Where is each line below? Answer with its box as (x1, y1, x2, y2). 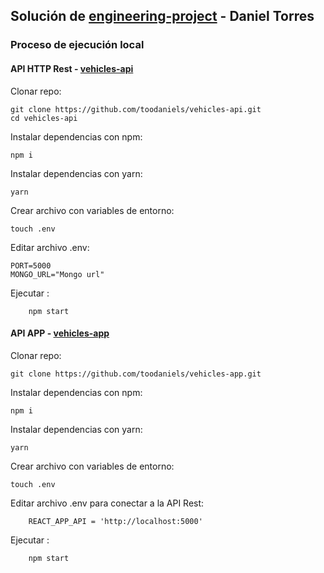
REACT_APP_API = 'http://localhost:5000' (28, 516, 203, 526)
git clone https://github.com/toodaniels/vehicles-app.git (10, 369, 262, 379)
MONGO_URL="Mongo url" (10, 269, 105, 279)
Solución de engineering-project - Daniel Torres (10, 8, 315, 25)
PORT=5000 (10, 260, 52, 271)
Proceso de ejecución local (10, 38, 145, 52)
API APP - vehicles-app (10, 327, 110, 339)
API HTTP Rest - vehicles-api (10, 62, 134, 74)
